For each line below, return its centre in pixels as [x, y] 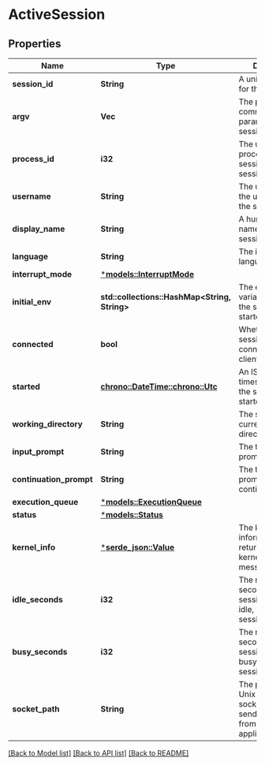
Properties [35, 44]
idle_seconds [37, 599]
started [26, 386]
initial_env [32, 302]
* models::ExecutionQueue [151, 502]
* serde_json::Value [138, 547]
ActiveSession [57, 15]
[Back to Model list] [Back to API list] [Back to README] [99, 753]
